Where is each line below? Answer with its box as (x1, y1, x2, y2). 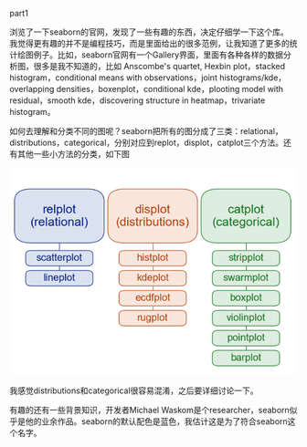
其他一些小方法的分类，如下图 (16, 149, 130, 159)
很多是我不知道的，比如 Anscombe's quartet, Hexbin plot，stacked (33, 61, 286, 71)
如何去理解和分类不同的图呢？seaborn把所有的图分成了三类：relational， (9, 126, 283, 136)
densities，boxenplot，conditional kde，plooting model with (56, 84, 284, 94)
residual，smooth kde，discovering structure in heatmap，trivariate (9, 95, 266, 106)
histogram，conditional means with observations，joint (9, 72, 217, 83)
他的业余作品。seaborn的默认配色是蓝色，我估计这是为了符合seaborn (25, 415, 288, 427)
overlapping (9, 84, 55, 94)
